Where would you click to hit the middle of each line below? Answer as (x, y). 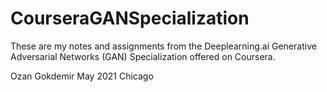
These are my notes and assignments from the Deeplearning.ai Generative (163, 46)
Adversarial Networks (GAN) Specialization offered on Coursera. (143, 56)
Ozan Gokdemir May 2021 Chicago (82, 76)
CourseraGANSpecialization (130, 18)
